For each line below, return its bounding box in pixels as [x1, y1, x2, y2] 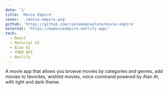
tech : [5, 31, 17, 36]
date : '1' [5, 7, 26, 13]
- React [10, 36, 26, 41]
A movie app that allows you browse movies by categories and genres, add [5, 68, 163, 74]
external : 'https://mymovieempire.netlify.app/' [5, 26, 110, 31]
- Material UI [10, 40, 40, 46]
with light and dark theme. [5, 79, 60, 85]
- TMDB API [10, 50, 33, 55]
